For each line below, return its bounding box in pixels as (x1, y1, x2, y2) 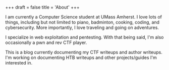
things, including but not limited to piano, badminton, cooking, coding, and (5, 19, 160, 25)
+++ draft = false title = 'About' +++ (5, 4, 80, 10)
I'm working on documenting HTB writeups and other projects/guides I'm (5, 54, 157, 60)
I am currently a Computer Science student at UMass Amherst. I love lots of (5, 14, 162, 19)
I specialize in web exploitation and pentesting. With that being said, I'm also (5, 34, 164, 40)
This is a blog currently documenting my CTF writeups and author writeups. (5, 49, 162, 55)
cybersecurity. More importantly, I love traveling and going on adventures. (5, 24, 159, 30)
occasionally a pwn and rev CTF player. (5, 39, 87, 45)
